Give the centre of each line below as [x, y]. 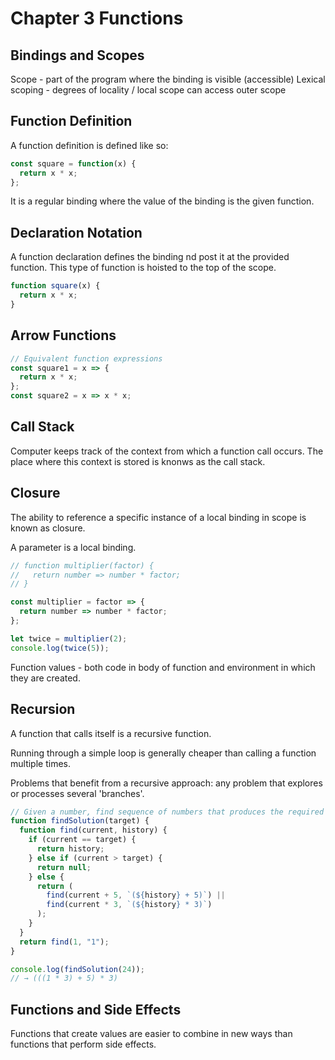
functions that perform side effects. [83, 1044]
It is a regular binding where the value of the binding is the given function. [162, 201]
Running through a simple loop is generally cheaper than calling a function [163, 753]
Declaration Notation [76, 232]
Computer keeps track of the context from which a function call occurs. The [167, 451]
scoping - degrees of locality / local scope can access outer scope [148, 90]
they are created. [45, 678]
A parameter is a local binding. [73, 547]
